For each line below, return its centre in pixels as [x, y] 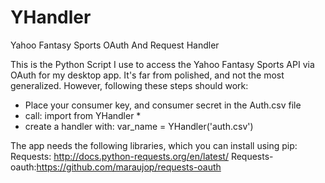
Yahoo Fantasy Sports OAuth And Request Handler [115, 45]
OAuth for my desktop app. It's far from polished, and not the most [147, 75]
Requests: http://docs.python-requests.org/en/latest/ [119, 156]
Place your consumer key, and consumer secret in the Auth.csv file [163, 105]
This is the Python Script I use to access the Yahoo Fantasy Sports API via [162, 64]
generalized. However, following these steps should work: [129, 85]
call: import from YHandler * [83, 115]
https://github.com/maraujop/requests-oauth [129, 167]
